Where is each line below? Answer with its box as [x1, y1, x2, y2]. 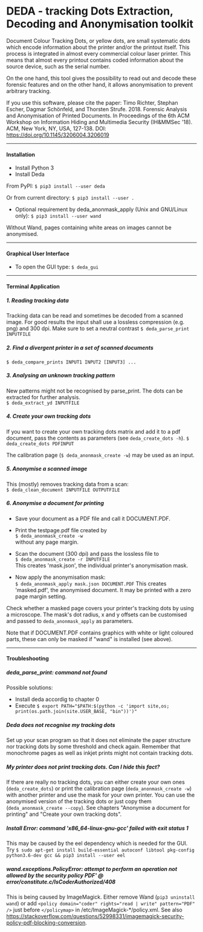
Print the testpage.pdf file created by [14, 526, 108, 533]
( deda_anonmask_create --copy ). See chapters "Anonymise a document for [6, 804, 190, 812]
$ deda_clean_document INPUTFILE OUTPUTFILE [6, 487, 120, 493]
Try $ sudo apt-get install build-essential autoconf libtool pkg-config [6, 846, 195, 853]
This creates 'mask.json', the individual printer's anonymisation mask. [14, 561, 188, 569]
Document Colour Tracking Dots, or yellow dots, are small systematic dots [6, 37, 191, 44]
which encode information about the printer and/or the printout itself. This [6, 44, 190, 51]
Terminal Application [6, 282, 60, 290]
